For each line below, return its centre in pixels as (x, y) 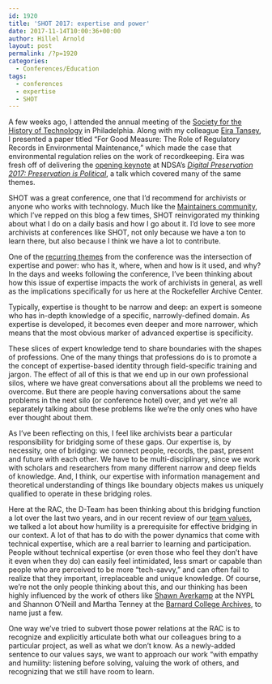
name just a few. (36, 613)
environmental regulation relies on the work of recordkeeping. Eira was (127, 157)
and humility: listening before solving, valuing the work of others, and (124, 663)
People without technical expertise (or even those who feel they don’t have (133, 553)
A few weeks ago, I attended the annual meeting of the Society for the (125, 122)
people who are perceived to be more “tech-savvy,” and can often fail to (129, 570)
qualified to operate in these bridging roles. (80, 494)
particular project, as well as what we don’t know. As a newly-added (122, 646)
